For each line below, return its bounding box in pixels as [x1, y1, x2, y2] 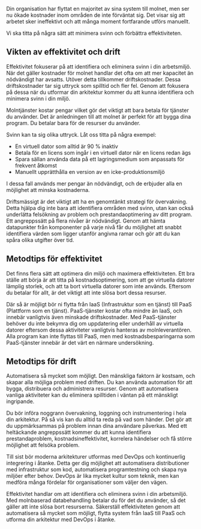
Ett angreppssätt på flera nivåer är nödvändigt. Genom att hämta [6, 217, 166, 224]
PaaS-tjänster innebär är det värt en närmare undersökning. [6, 339, 154, 346]
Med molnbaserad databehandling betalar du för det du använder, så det [6, 497, 186, 504]
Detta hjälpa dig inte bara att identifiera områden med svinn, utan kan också [6, 204, 194, 211]
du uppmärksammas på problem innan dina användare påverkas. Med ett [6, 422, 187, 430]
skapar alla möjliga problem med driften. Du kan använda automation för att [6, 379, 193, 386]
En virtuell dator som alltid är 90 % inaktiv [14, 143, 118, 150]
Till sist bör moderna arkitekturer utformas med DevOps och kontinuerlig [6, 453, 186, 460]
